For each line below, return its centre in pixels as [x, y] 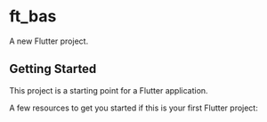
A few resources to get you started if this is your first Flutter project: [133, 108]
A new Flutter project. [49, 41]
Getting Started [53, 69]
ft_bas [33, 16]
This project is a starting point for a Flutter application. [109, 90]
